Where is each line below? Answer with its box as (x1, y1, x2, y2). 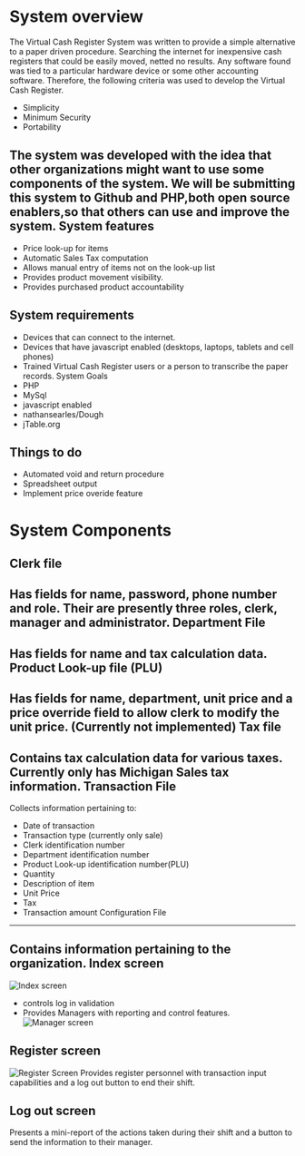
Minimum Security (22, 112, 92, 122)
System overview (9, 6, 143, 27)
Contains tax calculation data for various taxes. (9, 750, 283, 766)
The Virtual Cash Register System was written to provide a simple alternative (9, 36, 296, 47)
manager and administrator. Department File (9, 615, 266, 631)
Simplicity (22, 102, 60, 113)
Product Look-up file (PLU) (9, 660, 163, 675)
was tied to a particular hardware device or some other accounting (9, 65, 259, 76)
